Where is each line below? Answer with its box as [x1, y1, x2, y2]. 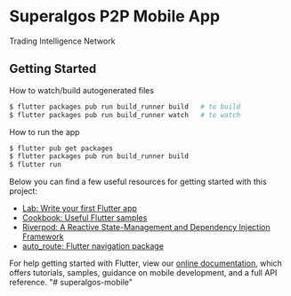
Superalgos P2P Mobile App [9, 6, 221, 27]
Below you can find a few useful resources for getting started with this [9, 176, 267, 188]
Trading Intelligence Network [9, 36, 116, 46]
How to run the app [9, 126, 80, 137]
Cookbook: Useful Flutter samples [21, 212, 148, 223]
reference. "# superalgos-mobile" [9, 277, 133, 288]
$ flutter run [9, 160, 62, 170]
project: [9, 186, 38, 196]
